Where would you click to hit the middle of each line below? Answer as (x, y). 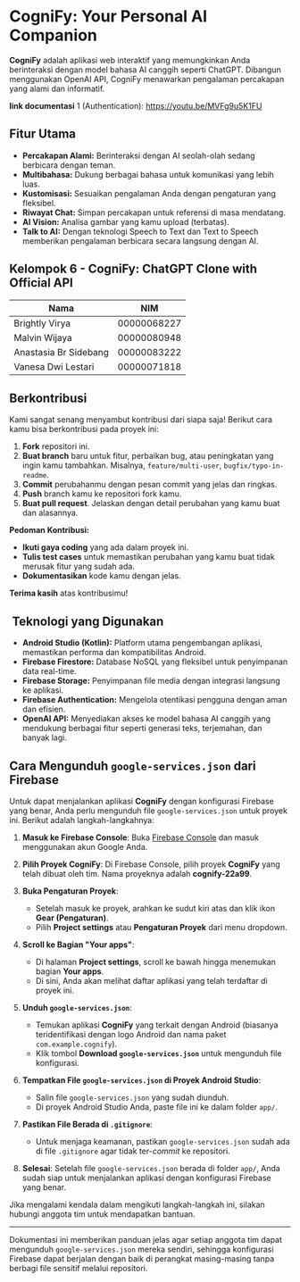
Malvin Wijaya (43, 337)
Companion (54, 35)
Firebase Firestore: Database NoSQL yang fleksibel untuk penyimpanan (155, 662)
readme (34, 476)
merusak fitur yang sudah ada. (79, 566)
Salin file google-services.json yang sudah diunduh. (132, 1097)
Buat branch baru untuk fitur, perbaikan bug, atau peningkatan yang (148, 456)
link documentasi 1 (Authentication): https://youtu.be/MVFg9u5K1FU (136, 105)
